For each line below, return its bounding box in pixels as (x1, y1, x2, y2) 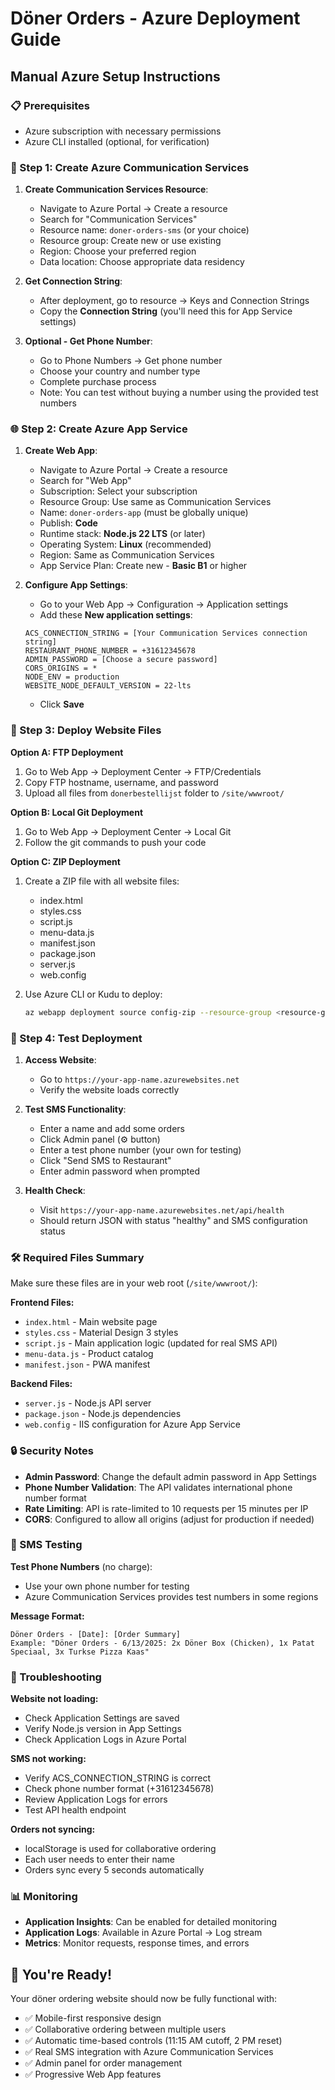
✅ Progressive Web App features (24, 2068, 162, 2081)
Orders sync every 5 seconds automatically (24, 1864, 205, 1876)
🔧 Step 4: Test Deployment (10, 1031, 143, 1045)
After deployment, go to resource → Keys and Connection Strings (39, 295, 310, 307)
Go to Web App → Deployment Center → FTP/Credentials (24, 765, 262, 777)
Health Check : (24, 1184, 86, 1196)
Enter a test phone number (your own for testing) (39, 1143, 242, 1156)
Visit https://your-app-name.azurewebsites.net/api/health (39, 1203, 285, 1216)
